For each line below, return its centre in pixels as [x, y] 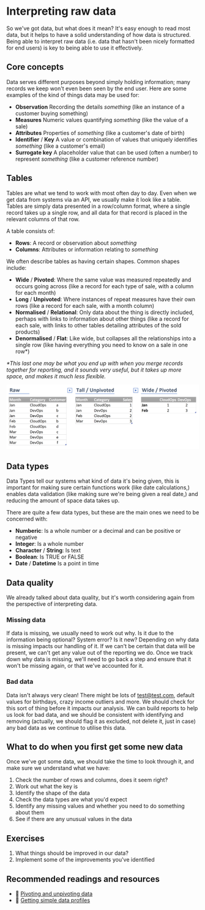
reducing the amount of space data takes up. [63, 500]
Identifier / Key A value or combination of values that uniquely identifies [106, 139]
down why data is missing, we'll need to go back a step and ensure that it [99, 659]
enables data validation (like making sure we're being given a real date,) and [102, 494]
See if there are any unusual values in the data [74, 819]
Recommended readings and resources [83, 879]
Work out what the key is [47, 787]
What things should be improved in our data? [72, 853]
